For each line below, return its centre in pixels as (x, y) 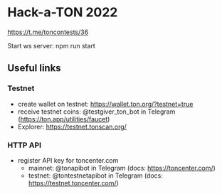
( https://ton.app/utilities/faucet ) (64, 119)
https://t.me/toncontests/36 (48, 32)
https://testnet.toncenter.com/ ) (74, 183)
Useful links (35, 68)
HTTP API (24, 145)
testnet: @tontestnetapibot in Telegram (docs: (96, 176)
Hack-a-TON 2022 (63, 12)
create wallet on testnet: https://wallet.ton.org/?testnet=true (105, 104)
